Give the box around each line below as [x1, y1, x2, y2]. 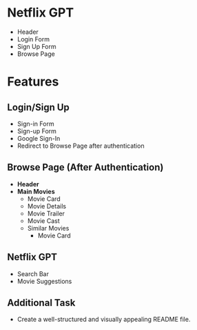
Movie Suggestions [17, 277, 72, 285]
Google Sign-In [17, 134, 61, 142]
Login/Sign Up [7, 101, 70, 113]
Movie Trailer [27, 209, 65, 217]
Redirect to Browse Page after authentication [17, 142, 145, 150]
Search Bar [17, 269, 50, 278]
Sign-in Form [17, 119, 54, 128]
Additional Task [7, 297, 76, 309]
